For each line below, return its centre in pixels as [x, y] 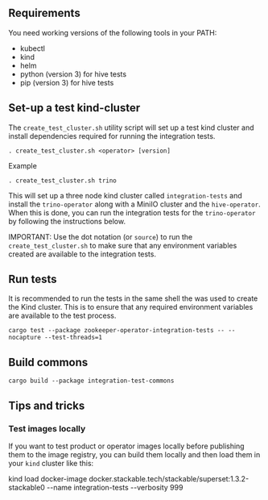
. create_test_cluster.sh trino [62, 181]
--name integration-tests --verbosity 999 [115, 487]
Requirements [44, 13]
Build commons [48, 362]
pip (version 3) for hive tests [67, 82]
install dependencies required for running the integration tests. [112, 135]
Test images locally [47, 428]
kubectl [33, 48]
